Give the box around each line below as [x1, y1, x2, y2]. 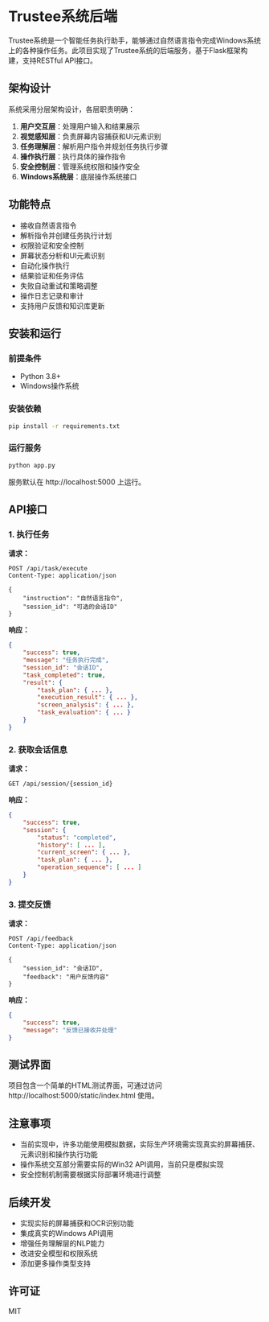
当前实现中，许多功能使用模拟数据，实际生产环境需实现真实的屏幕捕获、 [19, 1139, 259, 1149]
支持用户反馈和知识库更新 [19, 301, 105, 311]
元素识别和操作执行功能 [19, 1150, 98, 1159]
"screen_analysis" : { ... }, [37, 701, 135, 709]
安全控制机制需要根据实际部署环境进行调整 [19, 1170, 161, 1180]
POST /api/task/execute [8, 565, 88, 573]
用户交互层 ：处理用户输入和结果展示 [19, 121, 141, 131]
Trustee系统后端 [8, 7, 118, 26]
